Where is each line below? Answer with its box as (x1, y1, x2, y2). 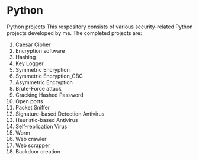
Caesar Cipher (15, 41, 51, 48)
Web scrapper (15, 142, 50, 149)
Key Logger (15, 60, 44, 67)
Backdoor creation (15, 148, 61, 155)
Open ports (15, 97, 43, 104)
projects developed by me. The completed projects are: (7, 29, 142, 36)
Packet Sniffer (15, 104, 50, 111)
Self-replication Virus (15, 123, 68, 130)
